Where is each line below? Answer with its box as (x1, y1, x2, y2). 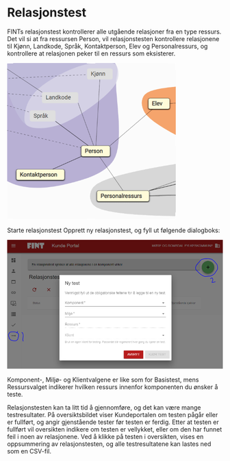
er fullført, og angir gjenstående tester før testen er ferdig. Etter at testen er (7, 418, 219, 426)
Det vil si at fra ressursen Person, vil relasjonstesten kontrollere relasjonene (7, 34, 220, 42)
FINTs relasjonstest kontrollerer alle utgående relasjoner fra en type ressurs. (7, 27, 222, 36)
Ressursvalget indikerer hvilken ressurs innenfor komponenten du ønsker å (7, 383, 218, 391)
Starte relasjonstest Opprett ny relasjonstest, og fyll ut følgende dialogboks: (7, 226, 220, 234)
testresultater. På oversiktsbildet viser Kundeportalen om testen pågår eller (7, 411, 218, 419)
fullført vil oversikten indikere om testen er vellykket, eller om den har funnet (7, 425, 222, 434)
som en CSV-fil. (7, 447, 51, 456)
